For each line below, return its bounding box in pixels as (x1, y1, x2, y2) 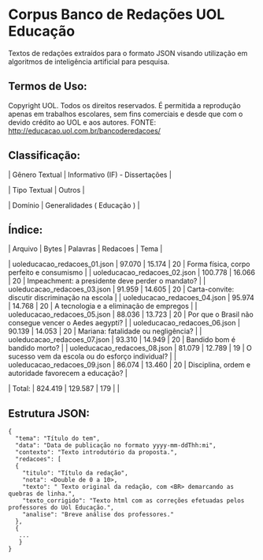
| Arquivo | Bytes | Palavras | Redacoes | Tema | (8, 244, 163, 254)
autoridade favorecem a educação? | (8, 369, 128, 378)
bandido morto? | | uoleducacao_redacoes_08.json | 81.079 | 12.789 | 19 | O (8, 344, 252, 353)
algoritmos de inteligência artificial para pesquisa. (8, 57, 170, 66)
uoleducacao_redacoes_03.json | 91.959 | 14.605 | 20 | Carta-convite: (8, 284, 235, 294)
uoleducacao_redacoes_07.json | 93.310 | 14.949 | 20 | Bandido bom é (8, 335, 236, 344)
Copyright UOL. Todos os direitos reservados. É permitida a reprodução (8, 100, 242, 110)
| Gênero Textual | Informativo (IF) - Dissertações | (8, 170, 172, 179)
